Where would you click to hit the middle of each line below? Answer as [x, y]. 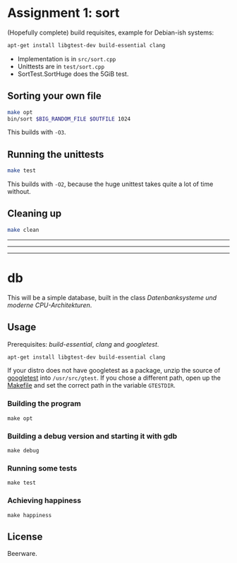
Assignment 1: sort [63, 13]
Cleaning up [35, 214]
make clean [23, 230]
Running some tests [42, 468]
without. [19, 192]
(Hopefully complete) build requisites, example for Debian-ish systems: [111, 32]
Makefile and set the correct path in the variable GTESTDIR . [92, 385]
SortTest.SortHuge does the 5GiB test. [73, 74]
